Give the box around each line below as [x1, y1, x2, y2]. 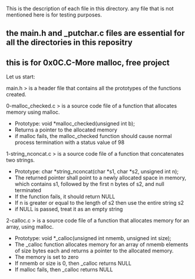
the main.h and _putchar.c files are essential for [6, 28, 185, 38]
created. [6, 91, 27, 98]
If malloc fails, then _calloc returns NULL [14, 266, 113, 273]
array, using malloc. [6, 224, 54, 231]
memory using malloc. [6, 109, 60, 116]
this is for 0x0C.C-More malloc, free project [6, 57, 170, 67]
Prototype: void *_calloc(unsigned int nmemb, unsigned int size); [14, 235, 172, 242]
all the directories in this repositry [6, 38, 133, 48]
